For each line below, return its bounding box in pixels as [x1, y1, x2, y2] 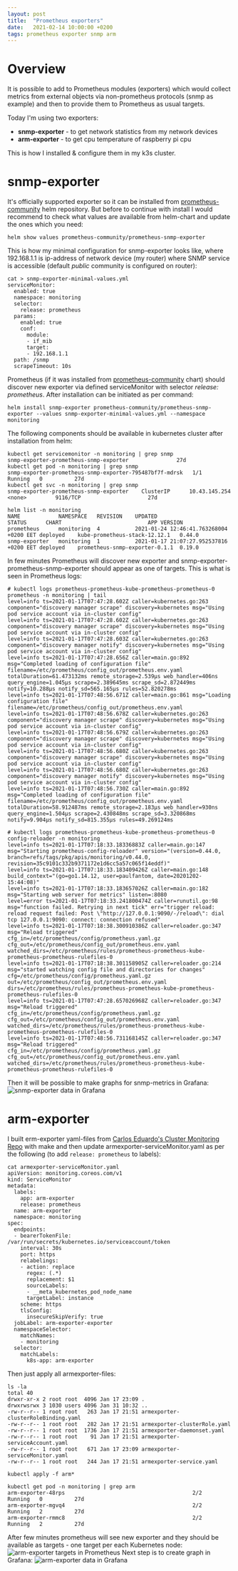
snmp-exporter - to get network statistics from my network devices [17, 128, 218, 136]
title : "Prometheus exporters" [7, 17, 103, 24]
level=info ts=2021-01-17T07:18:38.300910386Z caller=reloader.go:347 [7, 923, 222, 930]
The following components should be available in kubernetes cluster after [7, 429, 223, 438]
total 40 [7, 1390, 33, 1397]
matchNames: [20, 1332, 56, 1339]
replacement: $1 [26, 1276, 75, 1284]
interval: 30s [20, 1245, 62, 1252]
